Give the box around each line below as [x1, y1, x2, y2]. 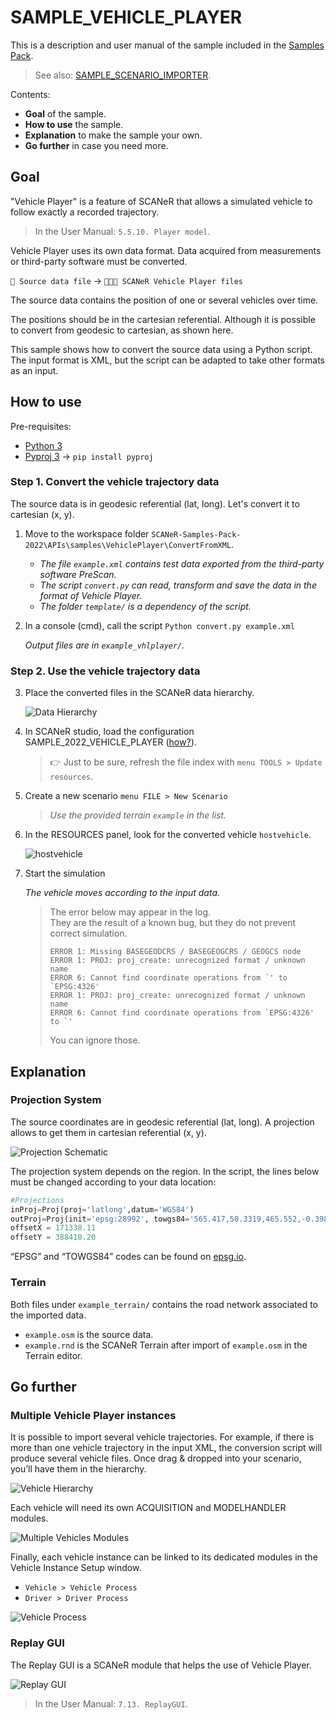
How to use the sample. [24, 118, 124, 130]
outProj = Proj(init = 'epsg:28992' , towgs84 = [10, 1214, 190, 1224]
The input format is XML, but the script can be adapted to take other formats [10, 354, 325, 366]
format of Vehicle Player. [39, 589, 143, 601]
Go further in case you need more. [24, 139, 169, 151]
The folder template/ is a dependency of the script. [39, 600, 252, 612]
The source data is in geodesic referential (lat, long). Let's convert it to [10, 497, 300, 510]
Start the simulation [24, 867, 106, 880]
